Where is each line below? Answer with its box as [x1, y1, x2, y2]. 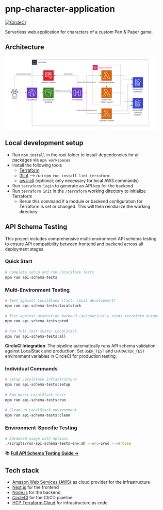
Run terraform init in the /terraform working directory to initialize [12, 188, 146, 194]
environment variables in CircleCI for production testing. [5, 353, 117, 359]
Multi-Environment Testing [5, 286, 70, 293]
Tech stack [5, 466, 39, 474]
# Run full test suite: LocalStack [5, 329, 77, 334]
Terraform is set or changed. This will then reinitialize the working [19, 203, 150, 209]
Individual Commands [5, 365, 58, 372]
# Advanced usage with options [5, 436, 68, 441]
